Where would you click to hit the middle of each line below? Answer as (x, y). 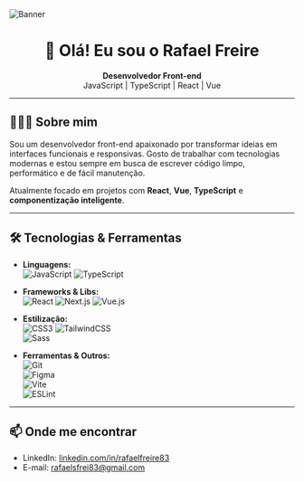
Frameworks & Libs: (61, 291)
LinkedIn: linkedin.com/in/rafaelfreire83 (96, 458)
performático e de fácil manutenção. (77, 173)
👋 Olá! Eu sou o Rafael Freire (152, 51)
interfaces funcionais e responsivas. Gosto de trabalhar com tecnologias (145, 154)
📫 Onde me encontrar (73, 432)
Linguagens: (47, 264)
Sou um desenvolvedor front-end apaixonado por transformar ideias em (143, 144)
